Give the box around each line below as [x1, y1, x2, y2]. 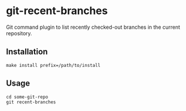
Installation [6, 47, 48, 57]
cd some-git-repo [6, 94, 49, 100]
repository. [6, 29, 32, 36]
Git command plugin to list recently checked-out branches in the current [6, 23, 180, 31]
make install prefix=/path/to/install [6, 62, 101, 68]
